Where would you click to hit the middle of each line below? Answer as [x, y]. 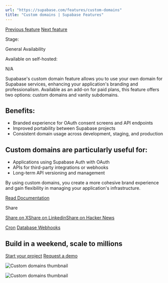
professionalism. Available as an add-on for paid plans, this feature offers [82, 89]
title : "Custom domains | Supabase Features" [54, 15]
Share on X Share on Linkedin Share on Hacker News [60, 218]
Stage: [12, 39]
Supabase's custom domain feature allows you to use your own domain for [84, 78]
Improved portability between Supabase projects [64, 128]
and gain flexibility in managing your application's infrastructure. [73, 188]
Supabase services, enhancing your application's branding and [72, 84]
